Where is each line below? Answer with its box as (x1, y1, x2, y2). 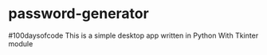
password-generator (8, 5, 149, 23)
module (8, 38, 33, 48)
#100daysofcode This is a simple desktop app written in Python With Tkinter (8, 31, 259, 40)
